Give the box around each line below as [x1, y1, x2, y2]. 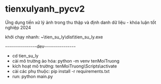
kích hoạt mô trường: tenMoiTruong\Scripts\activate [12, 63, 117, 69]
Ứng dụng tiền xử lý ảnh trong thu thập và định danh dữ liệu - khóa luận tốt [5, 19, 156, 25]
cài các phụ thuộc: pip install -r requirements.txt [12, 68, 110, 74]
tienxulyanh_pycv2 [5, 3, 85, 15]
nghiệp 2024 [5, 24, 31, 30]
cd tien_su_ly [12, 52, 39, 59]
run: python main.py [12, 73, 53, 79]
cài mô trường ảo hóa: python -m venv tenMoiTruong [12, 58, 120, 64]
